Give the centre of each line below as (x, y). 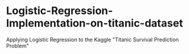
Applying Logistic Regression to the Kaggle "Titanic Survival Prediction (92, 39)
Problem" (18, 46)
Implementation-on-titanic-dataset (95, 23)
